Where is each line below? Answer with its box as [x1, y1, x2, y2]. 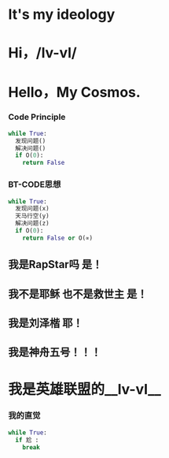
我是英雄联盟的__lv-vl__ [8, 380, 161, 398]
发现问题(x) [15, 205, 50, 213]
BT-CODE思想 [8, 179, 61, 190]
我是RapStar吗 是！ [8, 258, 103, 271]
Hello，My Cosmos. [8, 83, 141, 101]
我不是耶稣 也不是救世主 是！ [8, 287, 148, 300]
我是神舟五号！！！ [8, 345, 101, 359]
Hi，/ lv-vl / [8, 44, 77, 62]
